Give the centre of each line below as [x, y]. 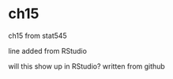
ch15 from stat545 [38, 36]
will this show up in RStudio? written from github [87, 66]
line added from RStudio [47, 51]
